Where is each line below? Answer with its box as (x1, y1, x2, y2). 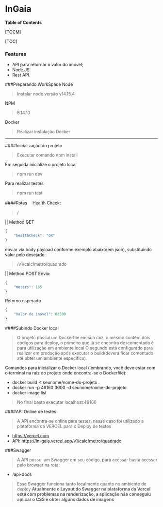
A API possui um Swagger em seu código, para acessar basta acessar (16, 457, 158, 463)
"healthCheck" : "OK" (14, 233, 55, 238)
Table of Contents (5, 19, 42, 25)
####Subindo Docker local (5, 325, 59, 331)
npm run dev (16, 171, 43, 177)
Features (5, 50, 27, 57)
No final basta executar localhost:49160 (16, 399, 97, 405)
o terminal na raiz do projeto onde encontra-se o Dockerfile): (5, 370, 127, 376)
